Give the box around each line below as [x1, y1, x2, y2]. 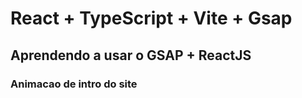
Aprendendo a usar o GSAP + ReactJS [10, 47, 252, 64]
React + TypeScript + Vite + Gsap [10, 7, 293, 30]
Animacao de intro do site [10, 77, 138, 91]
